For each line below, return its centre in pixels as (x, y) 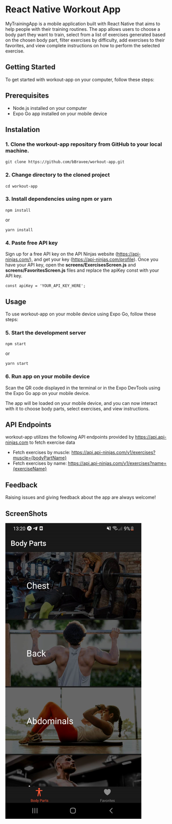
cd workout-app (21, 186)
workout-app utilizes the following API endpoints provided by (70, 437)
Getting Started (30, 67)
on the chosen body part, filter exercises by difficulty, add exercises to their (85, 40)
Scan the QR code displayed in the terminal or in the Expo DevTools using (83, 388)
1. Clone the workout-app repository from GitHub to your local (84, 144)
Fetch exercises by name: (40, 463)
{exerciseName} (30, 469)
